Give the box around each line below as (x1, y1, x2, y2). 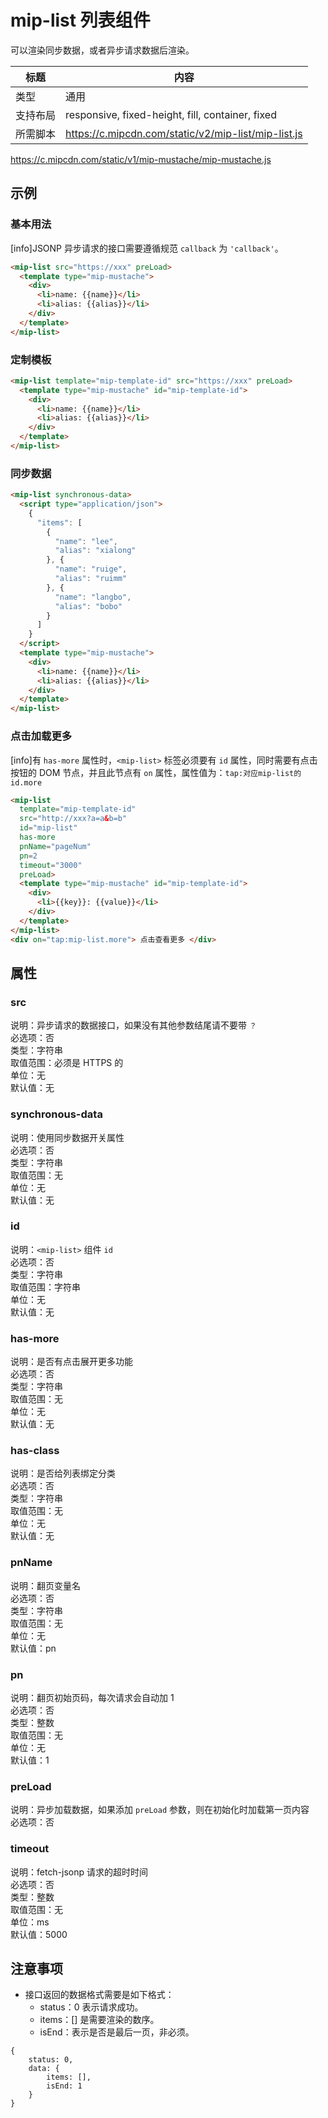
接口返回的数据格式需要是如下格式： (24, 1989, 175, 2001)
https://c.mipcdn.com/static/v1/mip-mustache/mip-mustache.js (10, 153, 272, 165)
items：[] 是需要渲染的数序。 (39, 2014, 160, 2026)
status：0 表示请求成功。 (39, 2001, 144, 2013)
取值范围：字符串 (10, 1281, 81, 1293)
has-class (10, 1444, 60, 1458)
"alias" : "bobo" (54, 601, 123, 611)
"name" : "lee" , (54, 536, 118, 546)
